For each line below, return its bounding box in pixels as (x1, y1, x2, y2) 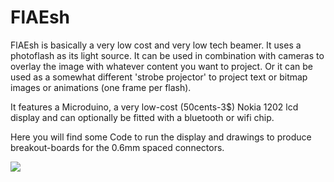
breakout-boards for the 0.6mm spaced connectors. (10, 141, 225, 153)
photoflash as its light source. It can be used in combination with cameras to (10, 49, 325, 61)
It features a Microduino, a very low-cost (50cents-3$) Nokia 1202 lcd (10, 101, 299, 113)
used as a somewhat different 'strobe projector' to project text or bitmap (10, 71, 308, 83)
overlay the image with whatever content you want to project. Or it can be (10, 60, 313, 72)
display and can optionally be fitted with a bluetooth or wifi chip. (10, 111, 275, 123)
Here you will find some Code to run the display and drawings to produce (10, 131, 312, 143)
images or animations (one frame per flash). (10, 81, 192, 93)
